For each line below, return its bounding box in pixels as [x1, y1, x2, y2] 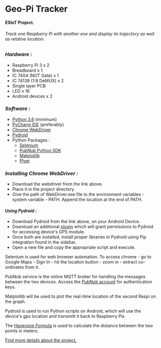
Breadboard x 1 [12, 67, 43, 73]
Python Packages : [12, 137, 50, 143]
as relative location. [5, 36, 45, 42]
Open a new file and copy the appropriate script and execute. [12, 245, 136, 251]
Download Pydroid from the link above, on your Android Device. [12, 218, 141, 225]
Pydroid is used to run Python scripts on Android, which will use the [5, 308, 141, 314]
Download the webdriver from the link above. [12, 181, 103, 187]
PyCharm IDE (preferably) [12, 121, 64, 127]
